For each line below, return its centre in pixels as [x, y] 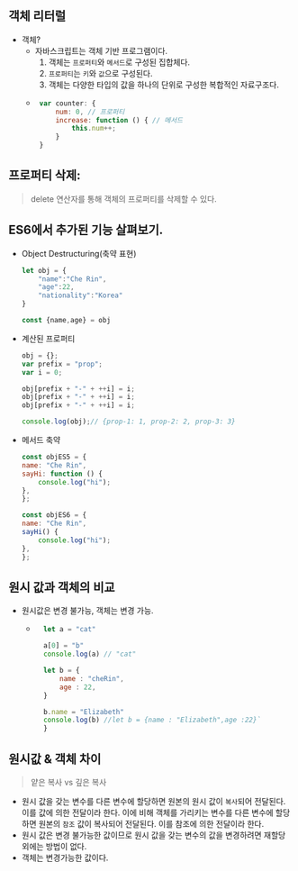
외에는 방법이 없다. [54, 846]
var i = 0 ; [42, 372]
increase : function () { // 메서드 [119, 120]
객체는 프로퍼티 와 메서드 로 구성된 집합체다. [119, 62]
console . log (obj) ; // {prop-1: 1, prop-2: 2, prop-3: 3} [128, 422]
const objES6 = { [54, 515]
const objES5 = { [54, 458]
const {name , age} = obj [66, 321]
